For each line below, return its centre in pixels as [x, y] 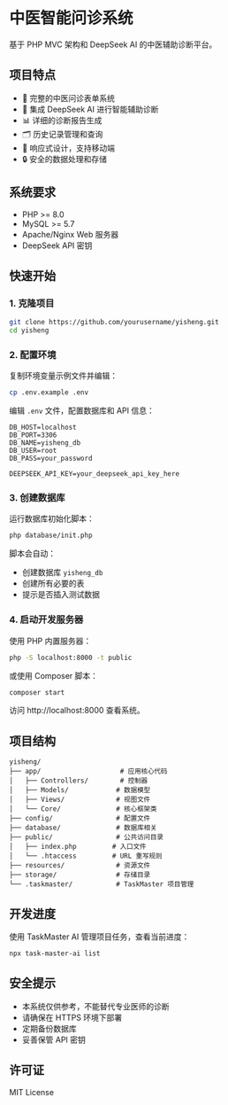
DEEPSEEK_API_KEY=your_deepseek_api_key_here [94, 474]
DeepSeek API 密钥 [57, 245]
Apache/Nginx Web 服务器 [70, 234]
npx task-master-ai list [55, 953]
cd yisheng [29, 331]
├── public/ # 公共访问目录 [86, 837]
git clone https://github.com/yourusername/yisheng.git [114, 323]
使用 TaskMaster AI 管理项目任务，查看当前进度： [99, 937]
